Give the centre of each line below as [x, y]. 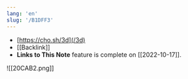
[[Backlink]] [33, 47]
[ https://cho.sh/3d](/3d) [51, 39]
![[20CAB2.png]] [30, 68]
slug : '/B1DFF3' [30, 20]
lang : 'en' [22, 14]
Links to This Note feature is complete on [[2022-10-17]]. [99, 54]
